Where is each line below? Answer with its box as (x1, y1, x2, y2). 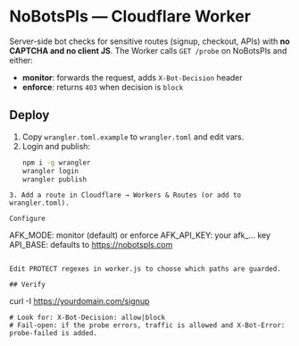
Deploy (9, 107, 50, 122)
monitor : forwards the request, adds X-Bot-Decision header (21, 72, 243, 82)
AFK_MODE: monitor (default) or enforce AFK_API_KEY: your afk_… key (9, 230, 270, 241)
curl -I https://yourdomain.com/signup (9, 296, 150, 307)
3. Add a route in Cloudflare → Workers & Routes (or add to (9, 190, 242, 200)
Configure (9, 215, 46, 224)
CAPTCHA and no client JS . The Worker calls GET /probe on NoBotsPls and (9, 45, 287, 55)
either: (9, 55, 33, 65)
